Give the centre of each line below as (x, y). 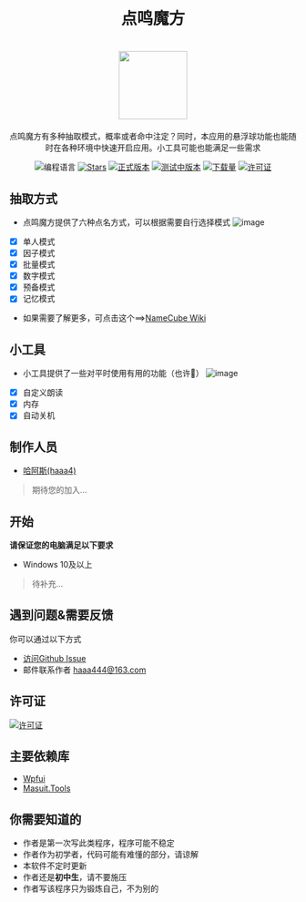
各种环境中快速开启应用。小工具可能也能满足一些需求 (161, 148)
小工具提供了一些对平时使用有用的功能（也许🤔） (113, 374)
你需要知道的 (46, 820)
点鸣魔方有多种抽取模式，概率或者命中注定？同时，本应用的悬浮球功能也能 (149, 137)
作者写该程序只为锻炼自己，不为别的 (91, 888)
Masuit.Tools (46, 788)
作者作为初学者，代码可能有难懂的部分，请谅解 (110, 855)
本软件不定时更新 (55, 866)
